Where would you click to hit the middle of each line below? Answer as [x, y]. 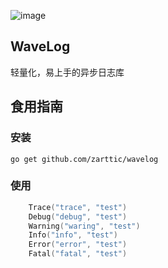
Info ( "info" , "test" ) [73, 235]
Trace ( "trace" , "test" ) [78, 207]
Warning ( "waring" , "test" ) [84, 226]
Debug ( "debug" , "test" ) [78, 216]
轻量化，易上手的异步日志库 [67, 72]
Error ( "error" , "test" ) [78, 245]
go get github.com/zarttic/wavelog [84, 159]
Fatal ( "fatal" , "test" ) [78, 254]
